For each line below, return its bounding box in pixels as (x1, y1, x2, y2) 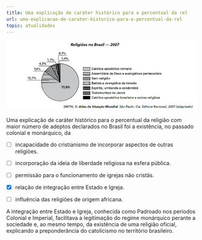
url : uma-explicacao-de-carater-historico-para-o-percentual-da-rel (6, 16, 183, 22)
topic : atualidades (6, 22, 56, 28)
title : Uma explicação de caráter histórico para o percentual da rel (6, 10, 188, 16)
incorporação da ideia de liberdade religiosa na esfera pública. (15, 159, 171, 166)
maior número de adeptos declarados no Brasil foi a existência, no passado (6, 123, 194, 130)
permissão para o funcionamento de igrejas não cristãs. (15, 171, 154, 178)
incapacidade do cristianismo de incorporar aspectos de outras (15, 141, 174, 148)
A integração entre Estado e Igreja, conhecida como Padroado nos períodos (6, 208, 195, 215)
